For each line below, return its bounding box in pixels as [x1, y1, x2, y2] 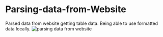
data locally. [5, 25, 31, 31]
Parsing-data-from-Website [5, 4, 126, 15]
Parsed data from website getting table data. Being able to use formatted [5, 20, 158, 26]
